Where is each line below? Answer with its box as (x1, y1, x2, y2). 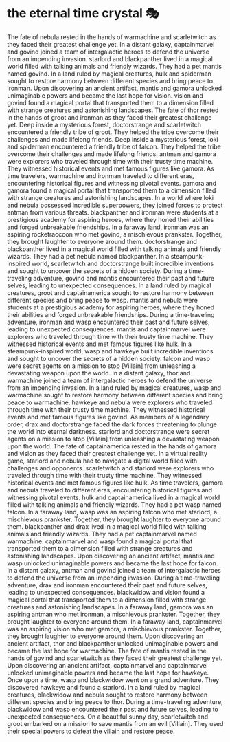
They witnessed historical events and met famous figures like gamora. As (7, 164, 215, 173)
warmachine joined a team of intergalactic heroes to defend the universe (7, 376, 213, 384)
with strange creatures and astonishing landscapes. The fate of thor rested (7, 106, 219, 114)
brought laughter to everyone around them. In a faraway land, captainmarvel (7, 617, 223, 626)
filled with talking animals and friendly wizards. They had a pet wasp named (7, 500, 222, 509)
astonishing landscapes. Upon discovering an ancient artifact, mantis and (7, 552, 215, 560)
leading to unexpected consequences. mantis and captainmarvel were (7, 325, 206, 334)
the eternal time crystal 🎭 (7, 6, 159, 21)
